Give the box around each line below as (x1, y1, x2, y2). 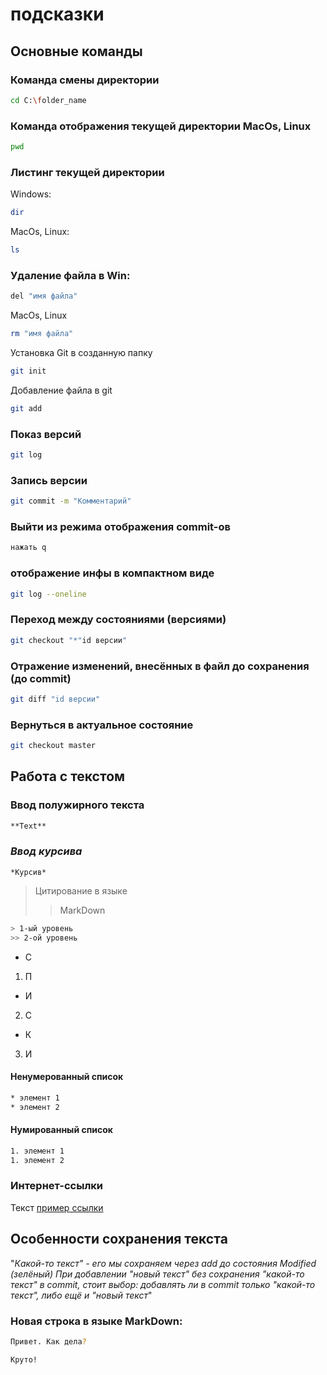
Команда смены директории (10, 73, 160, 87)
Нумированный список (10, 1124, 113, 1136)
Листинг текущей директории (10, 165, 165, 179)
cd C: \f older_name (10, 95, 87, 105)
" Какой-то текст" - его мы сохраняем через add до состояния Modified (10, 1257, 317, 1269)
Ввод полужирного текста (10, 798, 145, 812)
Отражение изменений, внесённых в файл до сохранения (10, 659, 310, 673)
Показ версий (10, 427, 82, 441)
